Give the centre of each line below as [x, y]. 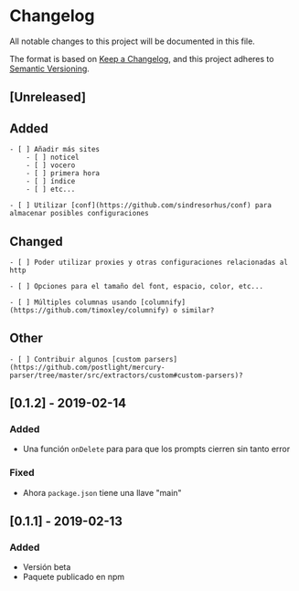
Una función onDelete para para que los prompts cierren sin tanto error [156, 449]
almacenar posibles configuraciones [79, 214]
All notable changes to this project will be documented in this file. [133, 41]
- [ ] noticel [53, 158]
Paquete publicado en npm [74, 577]
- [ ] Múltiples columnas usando [73, 302]
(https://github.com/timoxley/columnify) [90, 310]
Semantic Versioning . [49, 69]
